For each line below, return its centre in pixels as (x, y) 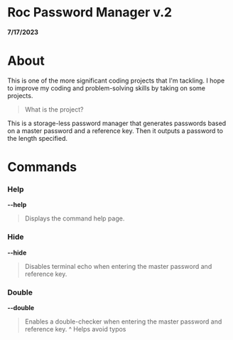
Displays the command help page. (75, 218)
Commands (42, 167)
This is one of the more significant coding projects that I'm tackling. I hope (116, 80)
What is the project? (54, 109)
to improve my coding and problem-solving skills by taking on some (107, 88)
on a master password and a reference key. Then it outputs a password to (115, 131)
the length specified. (38, 138)
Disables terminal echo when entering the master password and (118, 266)
